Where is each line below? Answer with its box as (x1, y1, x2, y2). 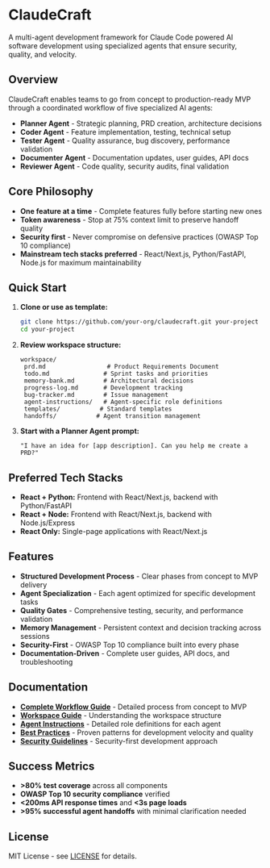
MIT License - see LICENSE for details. (8, 851, 137, 861)
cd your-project (19, 325, 75, 334)
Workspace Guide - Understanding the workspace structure (19, 710, 222, 720)
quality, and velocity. (8, 49, 77, 59)
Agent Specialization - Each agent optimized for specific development (19, 588, 255, 598)
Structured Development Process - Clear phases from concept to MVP (19, 571, 259, 581)
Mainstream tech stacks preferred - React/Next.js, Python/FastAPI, (19, 248, 247, 259)
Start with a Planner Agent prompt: (19, 426, 139, 436)
